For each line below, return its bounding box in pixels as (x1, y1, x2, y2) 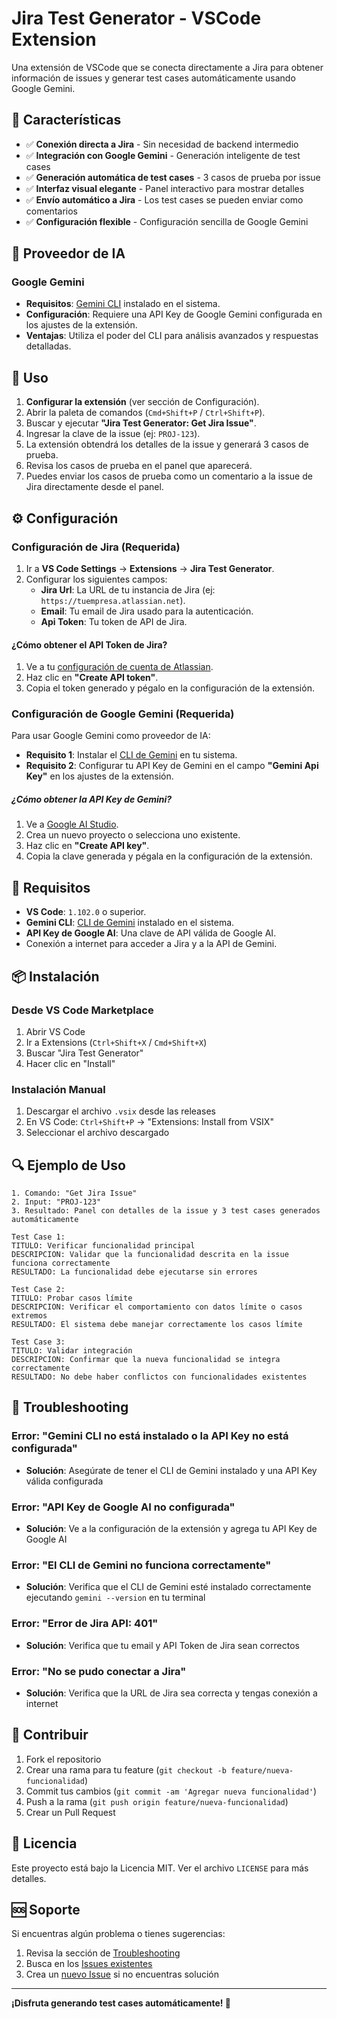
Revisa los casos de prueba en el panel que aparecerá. (25, 460, 253, 472)
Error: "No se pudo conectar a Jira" (11, 1664, 187, 1678)
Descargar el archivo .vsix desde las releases (25, 1105, 216, 1117)
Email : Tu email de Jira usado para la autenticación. (40, 605, 254, 617)
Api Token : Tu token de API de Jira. (40, 615, 188, 627)
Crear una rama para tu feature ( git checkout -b (25, 1763, 227, 1776)
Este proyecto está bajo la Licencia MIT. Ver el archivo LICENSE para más (11, 1862, 309, 1874)
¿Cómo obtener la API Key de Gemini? (11, 793, 173, 806)
